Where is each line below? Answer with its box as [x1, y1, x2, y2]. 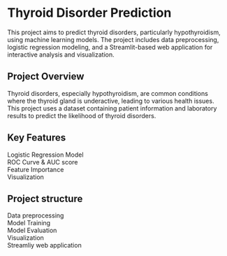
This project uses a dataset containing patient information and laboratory [7, 104, 217, 113]
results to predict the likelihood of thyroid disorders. [7, 111, 156, 120]
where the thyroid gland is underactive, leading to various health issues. [7, 97, 214, 105]
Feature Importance [7, 165, 64, 173]
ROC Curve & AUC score [7, 157, 78, 166]
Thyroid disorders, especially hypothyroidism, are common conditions [7, 89, 208, 97]
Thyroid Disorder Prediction [7, 5, 172, 21]
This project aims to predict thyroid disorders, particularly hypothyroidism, [7, 28, 221, 36]
